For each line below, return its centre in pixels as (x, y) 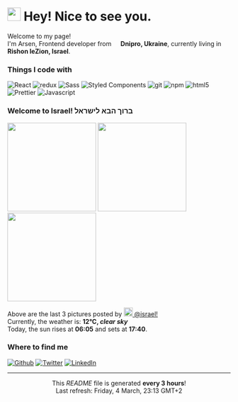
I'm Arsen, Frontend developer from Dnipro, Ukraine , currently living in (114, 43)
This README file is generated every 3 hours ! (119, 383)
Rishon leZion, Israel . (39, 51)
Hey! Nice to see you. (88, 17)
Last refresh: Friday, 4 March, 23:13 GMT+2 (119, 391)
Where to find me (38, 347)
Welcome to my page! (39, 36)
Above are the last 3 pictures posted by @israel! (83, 314)
